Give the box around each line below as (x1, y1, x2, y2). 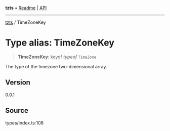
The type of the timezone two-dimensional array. (5, 63, 107, 69)
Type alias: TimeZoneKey (5, 37, 115, 49)
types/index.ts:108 (5, 119, 44, 126)
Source (5, 106, 29, 115)
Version (5, 78, 30, 87)
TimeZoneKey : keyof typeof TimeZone (17, 54, 97, 60)
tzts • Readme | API (5, 5, 47, 11)
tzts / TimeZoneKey (5, 19, 47, 25)
